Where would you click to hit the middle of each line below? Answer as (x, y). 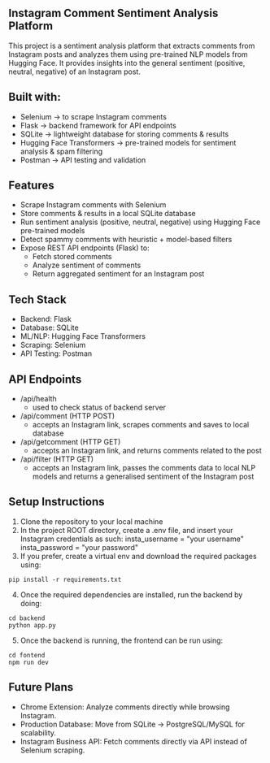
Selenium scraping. (52, 750)
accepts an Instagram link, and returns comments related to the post (147, 451)
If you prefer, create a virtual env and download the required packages (139, 556)
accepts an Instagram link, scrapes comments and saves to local (141, 425)
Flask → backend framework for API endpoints (98, 125)
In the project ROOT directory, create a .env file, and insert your (126, 530)
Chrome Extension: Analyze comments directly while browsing (125, 707)
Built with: (35, 97)
